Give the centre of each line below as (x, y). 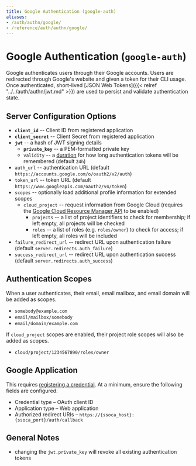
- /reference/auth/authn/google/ (47, 28)
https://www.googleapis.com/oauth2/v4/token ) (71, 186)
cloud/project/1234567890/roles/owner (62, 352)
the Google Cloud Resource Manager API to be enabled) (91, 211)
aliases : (17, 17)
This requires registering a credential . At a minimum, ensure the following (94, 384)
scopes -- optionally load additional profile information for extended (95, 192)
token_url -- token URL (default (53, 180)
